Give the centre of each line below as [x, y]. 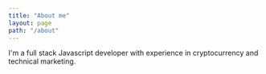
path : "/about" [34, 30]
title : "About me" [39, 16]
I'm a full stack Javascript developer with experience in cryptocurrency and [133, 53]
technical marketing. [42, 61]
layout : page [30, 23]
